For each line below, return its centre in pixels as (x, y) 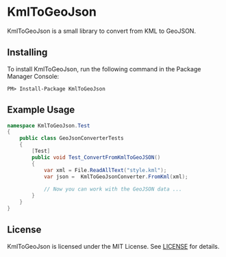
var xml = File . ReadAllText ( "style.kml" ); (105, 170)
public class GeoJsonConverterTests (72, 138)
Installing (27, 52)
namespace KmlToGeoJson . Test (49, 125)
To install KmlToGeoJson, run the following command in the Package (104, 69)
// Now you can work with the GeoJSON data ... (113, 189)
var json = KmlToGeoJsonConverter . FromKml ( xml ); (116, 176)
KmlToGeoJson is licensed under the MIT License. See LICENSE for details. (113, 246)
